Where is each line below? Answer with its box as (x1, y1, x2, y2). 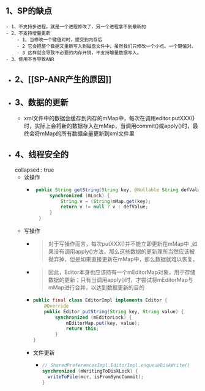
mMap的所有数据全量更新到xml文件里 (40, 130, 135, 137)
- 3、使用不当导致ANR (6, 56, 54, 63)
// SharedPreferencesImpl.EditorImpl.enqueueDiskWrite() (42, 362, 190, 369)
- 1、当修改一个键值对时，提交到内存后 (17, 36, 103, 43)
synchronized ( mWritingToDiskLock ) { (42, 368, 138, 374)
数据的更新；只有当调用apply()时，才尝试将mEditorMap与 (48, 276, 193, 284)
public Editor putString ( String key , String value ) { (44, 308, 184, 314)
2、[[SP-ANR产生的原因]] (14, 74, 112, 85)
